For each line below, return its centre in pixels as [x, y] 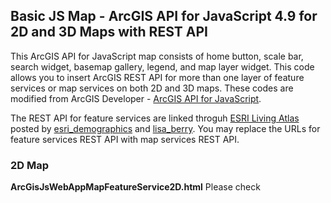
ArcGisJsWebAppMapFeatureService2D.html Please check [135, 187]
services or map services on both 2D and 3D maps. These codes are [152, 88]
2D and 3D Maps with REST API [109, 32]
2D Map [30, 165]
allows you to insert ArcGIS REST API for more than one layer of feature [157, 77]
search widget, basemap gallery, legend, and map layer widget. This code [162, 66]
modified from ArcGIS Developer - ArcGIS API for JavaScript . [136, 98]
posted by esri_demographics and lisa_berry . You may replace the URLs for [165, 128]
